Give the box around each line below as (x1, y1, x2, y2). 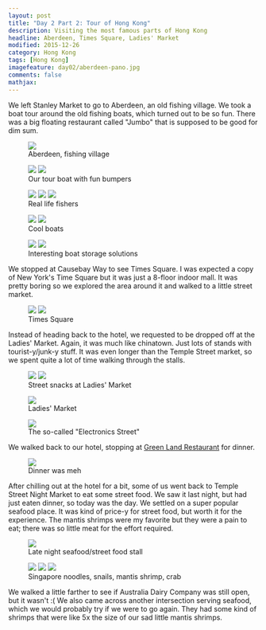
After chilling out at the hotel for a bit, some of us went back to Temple (8, 481, 239, 491)
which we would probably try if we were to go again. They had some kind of (8, 604, 256, 613)
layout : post (8, 11, 52, 20)
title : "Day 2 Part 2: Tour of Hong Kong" (8, 19, 151, 27)
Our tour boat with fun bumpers (28, 174, 132, 183)
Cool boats (28, 224, 64, 233)
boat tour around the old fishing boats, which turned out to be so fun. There (8, 108, 256, 118)
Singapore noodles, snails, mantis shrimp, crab (28, 571, 182, 581)
